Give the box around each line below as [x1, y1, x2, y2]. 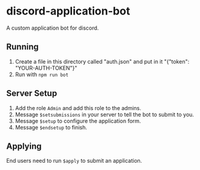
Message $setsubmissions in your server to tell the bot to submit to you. [15, 111, 195, 118]
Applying [6, 141, 42, 151]
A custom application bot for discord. [6, 24, 99, 31]
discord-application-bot [6, 4, 130, 18]
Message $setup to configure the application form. [15, 117, 141, 125]
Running [6, 42, 39, 52]
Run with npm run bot [15, 71, 68, 78]
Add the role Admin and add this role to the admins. [15, 104, 141, 111]
